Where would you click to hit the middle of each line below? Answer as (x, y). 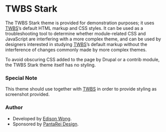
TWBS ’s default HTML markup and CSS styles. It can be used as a (74, 28)
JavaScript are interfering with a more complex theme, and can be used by (83, 39)
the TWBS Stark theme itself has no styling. (51, 65)
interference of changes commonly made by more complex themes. (76, 50)
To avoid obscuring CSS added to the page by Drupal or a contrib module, (82, 59)
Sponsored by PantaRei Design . (46, 124)
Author (14, 108)
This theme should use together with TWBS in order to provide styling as (81, 89)
